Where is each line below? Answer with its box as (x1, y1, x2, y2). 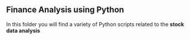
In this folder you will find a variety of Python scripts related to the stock (6, 20, 184, 27)
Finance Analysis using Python (6, 5, 124, 15)
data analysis (6, 27, 41, 34)
